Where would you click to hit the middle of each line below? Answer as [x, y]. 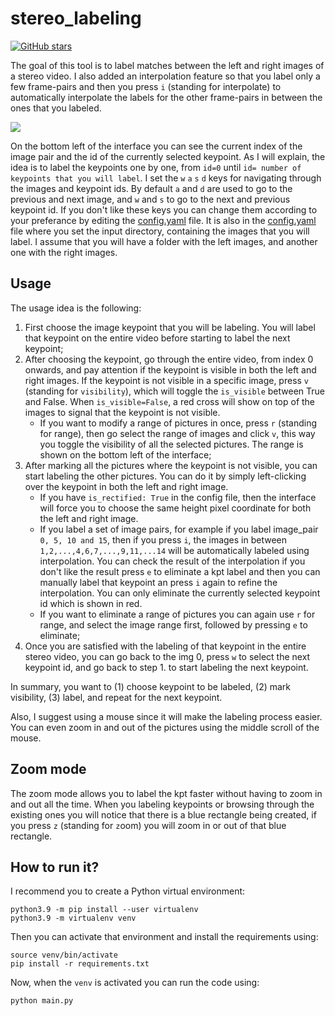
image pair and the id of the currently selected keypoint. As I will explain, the [168, 156]
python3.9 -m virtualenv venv [73, 918]
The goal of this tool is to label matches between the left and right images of [167, 65]
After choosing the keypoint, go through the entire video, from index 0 [169, 359]
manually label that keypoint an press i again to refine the [158, 582]
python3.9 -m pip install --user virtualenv [104, 910]
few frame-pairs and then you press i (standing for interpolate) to [146, 86]
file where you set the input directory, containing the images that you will [160, 231]
